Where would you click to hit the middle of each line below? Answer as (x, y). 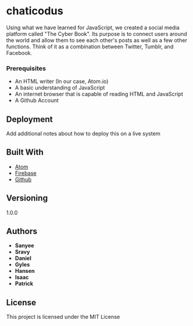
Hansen (24, 271)
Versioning (27, 198)
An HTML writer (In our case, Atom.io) (62, 81)
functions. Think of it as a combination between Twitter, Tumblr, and (90, 47)
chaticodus (35, 11)
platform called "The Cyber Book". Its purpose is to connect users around (96, 33)
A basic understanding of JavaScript (60, 88)
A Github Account (37, 100)
